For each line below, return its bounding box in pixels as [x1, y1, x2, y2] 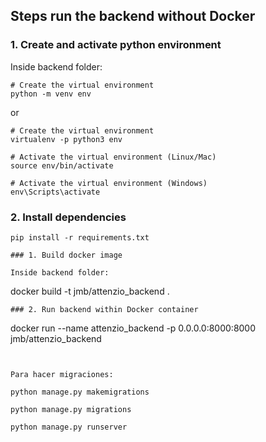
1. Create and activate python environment [10, 38, 222, 52]
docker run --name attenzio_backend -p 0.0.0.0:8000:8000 [10, 322, 257, 334]
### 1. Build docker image [10, 250, 123, 260]
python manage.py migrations [10, 404, 132, 414]
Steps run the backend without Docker [10, 8, 256, 25]
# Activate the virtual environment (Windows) [10, 178, 208, 188]
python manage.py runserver [10, 422, 128, 432]
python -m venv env [10, 89, 92, 99]
